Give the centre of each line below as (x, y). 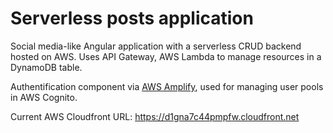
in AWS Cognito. (44, 97)
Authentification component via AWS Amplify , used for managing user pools (167, 86)
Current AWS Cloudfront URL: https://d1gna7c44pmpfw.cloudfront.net (155, 116)
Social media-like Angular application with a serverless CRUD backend (156, 46)
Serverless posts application (132, 18)
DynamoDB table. (46, 67)
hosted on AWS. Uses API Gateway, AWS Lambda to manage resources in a (166, 56)
